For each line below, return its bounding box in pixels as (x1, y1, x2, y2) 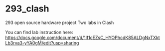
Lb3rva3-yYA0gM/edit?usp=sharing (5, 39, 79, 45)
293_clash (5, 3, 49, 14)
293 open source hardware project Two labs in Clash (5, 19, 114, 25)
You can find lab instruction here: (5, 29, 73, 35)
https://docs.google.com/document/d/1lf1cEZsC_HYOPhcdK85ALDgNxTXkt (5, 34, 161, 40)
